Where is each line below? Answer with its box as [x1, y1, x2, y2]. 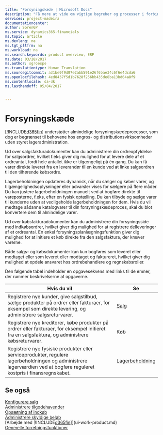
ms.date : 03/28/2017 [5, 57, 47, 62]
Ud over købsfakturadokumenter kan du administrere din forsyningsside [5, 219, 149, 225]
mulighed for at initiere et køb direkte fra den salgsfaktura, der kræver [5, 234, 145, 240]
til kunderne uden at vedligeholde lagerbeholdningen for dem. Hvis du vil [5, 199, 151, 205]
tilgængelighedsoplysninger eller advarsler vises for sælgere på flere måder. [5, 184, 158, 189]
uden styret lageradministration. [5, 139, 69, 145]
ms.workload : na [5, 47, 38, 52]
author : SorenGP [5, 25, 38, 30]
